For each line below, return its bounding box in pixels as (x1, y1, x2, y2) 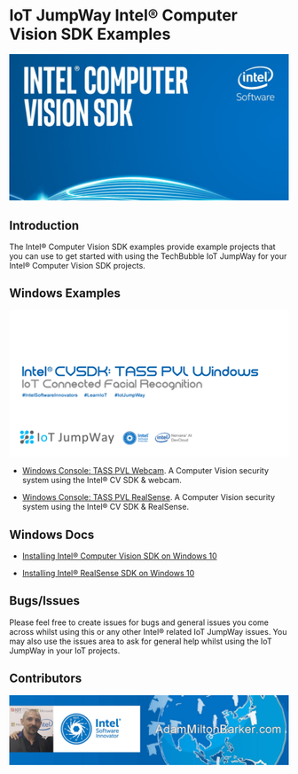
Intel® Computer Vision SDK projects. (9, 261, 146, 271)
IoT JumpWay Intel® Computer (9, 5, 238, 26)
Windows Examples (9, 285, 122, 301)
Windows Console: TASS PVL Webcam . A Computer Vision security (21, 465, 269, 476)
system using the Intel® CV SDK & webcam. (21, 475, 182, 486)
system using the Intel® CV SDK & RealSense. (21, 502, 189, 512)
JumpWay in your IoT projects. (9, 645, 121, 656)
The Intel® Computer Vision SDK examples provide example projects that (9, 241, 277, 253)
